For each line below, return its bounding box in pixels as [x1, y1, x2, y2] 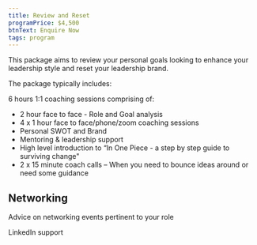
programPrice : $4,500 [8, 19, 80, 27]
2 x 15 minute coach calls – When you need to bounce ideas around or [19, 160, 249, 170]
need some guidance [19, 168, 89, 178]
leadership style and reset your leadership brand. [8, 64, 168, 73]
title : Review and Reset [8, 11, 90, 20]
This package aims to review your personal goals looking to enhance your [8, 55, 249, 65]
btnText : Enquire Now [8, 26, 80, 34]
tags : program [8, 33, 55, 42]
